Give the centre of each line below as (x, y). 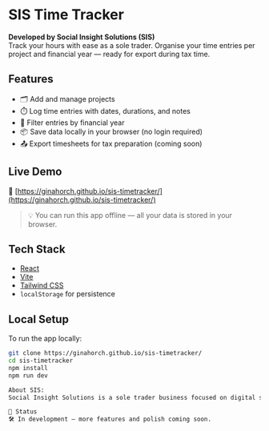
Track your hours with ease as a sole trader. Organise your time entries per (132, 45)
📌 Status (23, 412)
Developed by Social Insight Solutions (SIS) (82, 37)
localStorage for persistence (68, 294)
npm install (28, 368)
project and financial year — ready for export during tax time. (109, 54)
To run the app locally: (45, 339)
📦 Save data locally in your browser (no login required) (111, 131)
